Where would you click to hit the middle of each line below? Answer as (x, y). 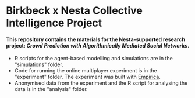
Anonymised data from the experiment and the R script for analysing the (101, 83)
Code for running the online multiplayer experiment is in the (86, 71)
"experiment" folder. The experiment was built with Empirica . (88, 77)
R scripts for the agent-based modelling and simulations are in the (94, 59)
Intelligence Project (54, 23)
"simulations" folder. (39, 64)
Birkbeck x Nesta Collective (74, 11)
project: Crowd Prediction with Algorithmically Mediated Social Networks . (98, 45)
